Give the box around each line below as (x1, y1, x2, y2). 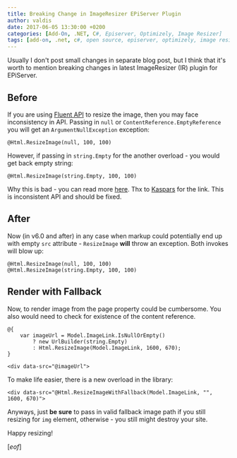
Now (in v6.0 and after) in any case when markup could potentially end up (7, 231, 223, 240)
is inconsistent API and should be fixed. (7, 192, 122, 201)
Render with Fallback (7, 286, 102, 298)
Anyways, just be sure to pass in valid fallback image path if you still (7, 407, 206, 416)
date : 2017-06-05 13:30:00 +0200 (7, 23, 106, 30)
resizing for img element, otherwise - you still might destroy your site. (7, 415, 208, 423)
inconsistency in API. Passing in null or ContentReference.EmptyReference (7, 117, 221, 126)
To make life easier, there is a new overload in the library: (7, 375, 174, 384)
